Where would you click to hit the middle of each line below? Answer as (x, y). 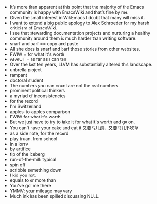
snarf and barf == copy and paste (44, 44)
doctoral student (26, 80)
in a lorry (19, 144)
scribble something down (35, 170)
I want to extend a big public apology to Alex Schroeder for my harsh (79, 23)
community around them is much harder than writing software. (73, 38)
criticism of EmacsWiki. (33, 28)
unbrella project (26, 70)
